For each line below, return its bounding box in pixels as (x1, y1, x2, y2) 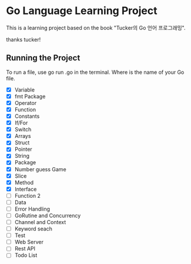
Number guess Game (14, 165, 66, 172)
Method (14, 179, 34, 186)
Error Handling (14, 205, 51, 212)
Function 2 (14, 192, 41, 199)
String (14, 153, 29, 160)
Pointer (14, 145, 32, 153)
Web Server (14, 239, 44, 246)
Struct (14, 139, 30, 146)
